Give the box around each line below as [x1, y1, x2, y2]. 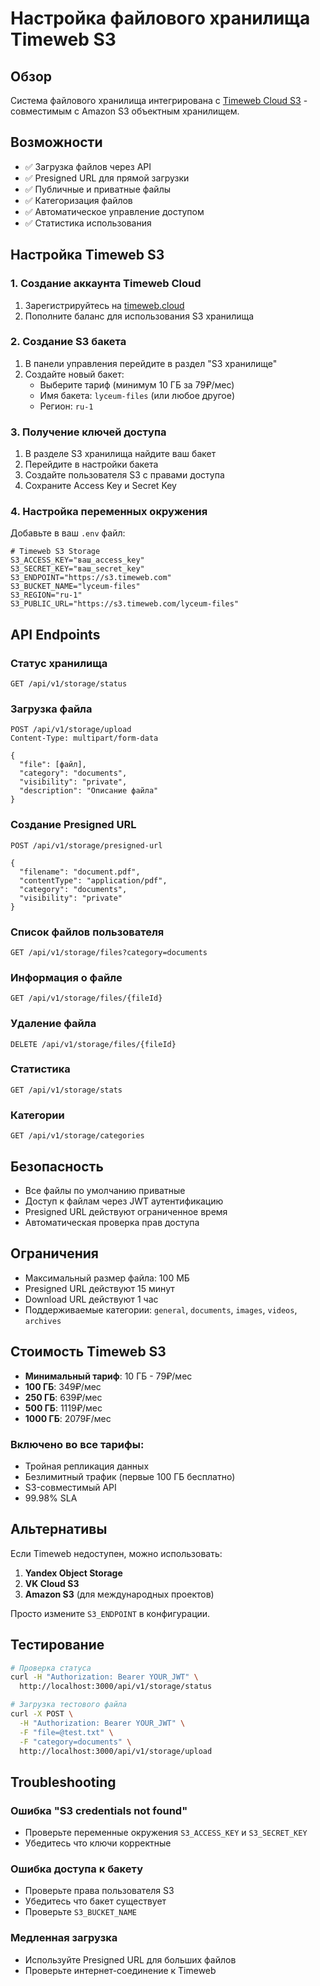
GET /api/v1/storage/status [10, 679, 128, 689]
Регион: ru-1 [39, 400, 94, 412]
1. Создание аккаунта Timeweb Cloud [10, 277, 202, 291]
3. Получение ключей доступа [10, 425, 167, 439]
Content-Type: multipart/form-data [10, 733, 159, 744]
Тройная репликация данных [24, 1460, 150, 1472]
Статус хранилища [10, 656, 108, 670]
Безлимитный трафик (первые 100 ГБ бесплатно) [24, 1470, 236, 1482]
